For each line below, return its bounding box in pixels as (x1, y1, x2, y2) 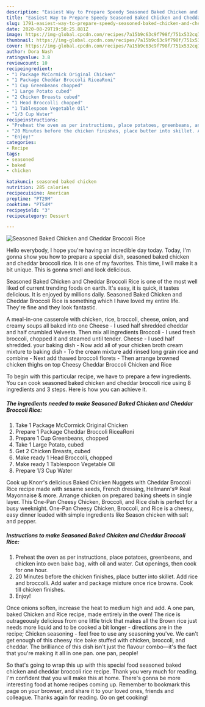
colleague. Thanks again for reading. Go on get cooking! (6, 694, 148, 702)
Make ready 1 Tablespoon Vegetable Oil (15, 461, 115, 468)
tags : (6, 151, 20, 157)
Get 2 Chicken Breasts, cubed (15, 448, 91, 455)
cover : (6, 43, 23, 49)
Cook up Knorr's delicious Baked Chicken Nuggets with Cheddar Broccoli (6, 479, 191, 486)
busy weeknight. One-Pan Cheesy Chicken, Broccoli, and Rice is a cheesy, (6, 504, 194, 512)
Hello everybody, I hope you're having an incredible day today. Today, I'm (6, 246, 191, 254)
